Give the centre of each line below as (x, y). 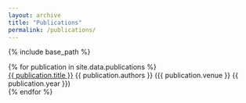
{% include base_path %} (49, 52)
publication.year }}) (39, 83)
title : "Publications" (45, 23)
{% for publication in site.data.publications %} (82, 67)
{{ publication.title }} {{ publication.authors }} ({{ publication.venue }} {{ (123, 76)
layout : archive (34, 15)
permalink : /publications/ (52, 30)
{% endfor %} (31, 92)
